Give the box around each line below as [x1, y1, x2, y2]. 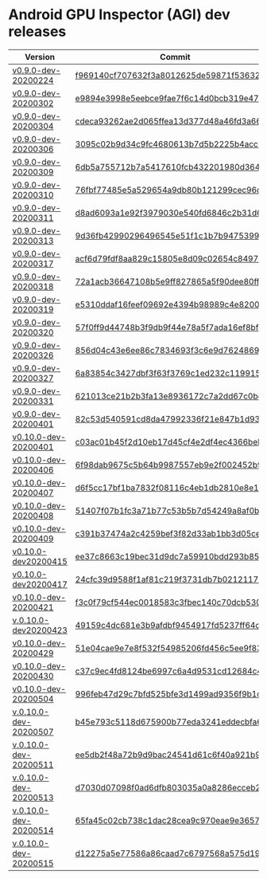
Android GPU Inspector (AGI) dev [8, 6, 230, 24]
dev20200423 [12, 624, 68, 635]
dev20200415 [12, 555, 68, 567]
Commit [160, 51, 191, 62]
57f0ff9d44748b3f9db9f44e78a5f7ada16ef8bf [75, 321, 259, 332]
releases [8, 22, 67, 41]
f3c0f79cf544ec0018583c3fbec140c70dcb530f [75, 596, 265, 607]
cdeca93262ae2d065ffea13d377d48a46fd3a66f [75, 116, 265, 127]
